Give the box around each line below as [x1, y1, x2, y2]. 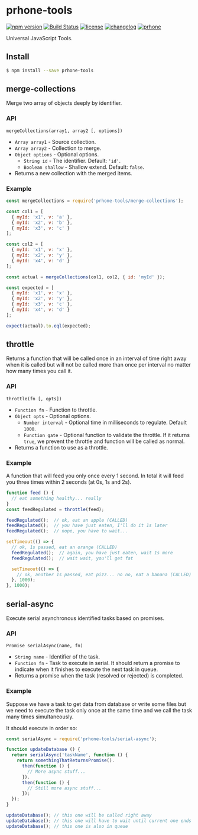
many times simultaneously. [6, 713, 74, 720]
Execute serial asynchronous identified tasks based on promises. [6, 615, 165, 622]
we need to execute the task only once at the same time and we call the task [6, 706, 193, 714]
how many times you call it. [6, 368, 73, 375]
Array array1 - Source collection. [14, 138, 96, 145]
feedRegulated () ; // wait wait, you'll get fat [11, 555, 134, 561]
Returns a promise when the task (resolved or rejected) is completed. [14, 672, 184, 679]
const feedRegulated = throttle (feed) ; [6, 506, 105, 512]
